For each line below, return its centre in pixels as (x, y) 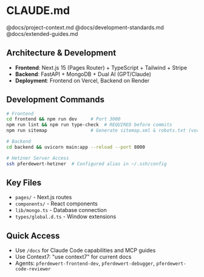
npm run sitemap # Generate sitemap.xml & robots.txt (96, 131)
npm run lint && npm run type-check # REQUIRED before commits (89, 125)
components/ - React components (56, 203)
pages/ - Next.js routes (43, 197)
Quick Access (33, 235)
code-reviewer (33, 269)
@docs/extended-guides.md (42, 33)
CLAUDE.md (38, 11)
